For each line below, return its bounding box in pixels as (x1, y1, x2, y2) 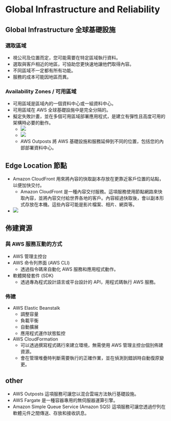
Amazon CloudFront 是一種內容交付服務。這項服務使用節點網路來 (20, 188, 158, 194)
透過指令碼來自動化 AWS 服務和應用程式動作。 (20, 266, 119, 272)
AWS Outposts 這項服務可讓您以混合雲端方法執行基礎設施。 (12, 391, 139, 397)
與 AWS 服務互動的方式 (5, 240, 62, 248)
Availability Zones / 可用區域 (5, 88, 77, 95)
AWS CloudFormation (12, 336, 58, 342)
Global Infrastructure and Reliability (5, 4, 160, 15)
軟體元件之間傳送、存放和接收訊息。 (12, 410, 90, 416)
